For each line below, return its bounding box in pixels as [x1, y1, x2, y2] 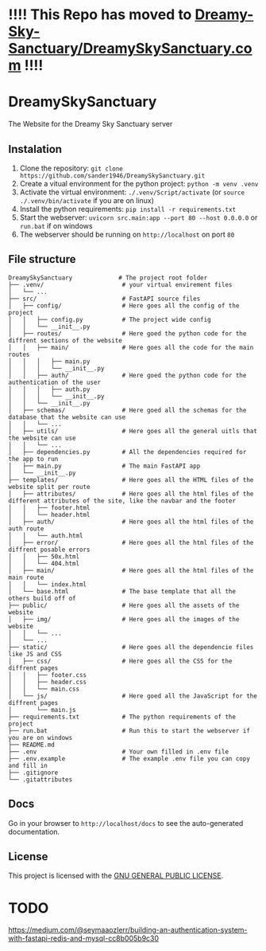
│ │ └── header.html [8, 511, 91, 519]
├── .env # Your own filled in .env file [8, 747, 229, 756]
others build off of [8, 594, 77, 602]
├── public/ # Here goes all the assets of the [8, 601, 240, 609]
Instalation [8, 142, 62, 156]
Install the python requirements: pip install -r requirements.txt [19, 204, 237, 213]
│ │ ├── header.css [8, 678, 87, 686]
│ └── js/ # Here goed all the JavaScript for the [8, 691, 258, 700]
